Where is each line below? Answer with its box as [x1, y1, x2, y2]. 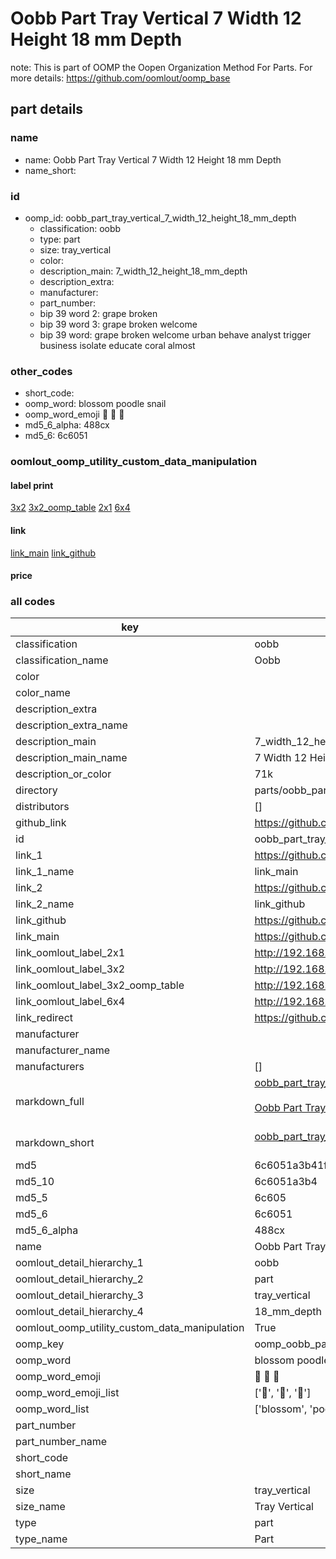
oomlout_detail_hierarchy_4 [15, 1305, 144, 1319]
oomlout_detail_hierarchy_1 [15, 1256, 144, 1270]
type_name [15, 1532, 68, 1546]
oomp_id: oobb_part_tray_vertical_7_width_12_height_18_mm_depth [24, 212, 297, 224]
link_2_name [15, 897, 75, 911]
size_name [15, 1500, 66, 1514]
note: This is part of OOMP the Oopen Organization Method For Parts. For [10, 61, 313, 73]
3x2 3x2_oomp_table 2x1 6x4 [10, 502, 131, 514]
